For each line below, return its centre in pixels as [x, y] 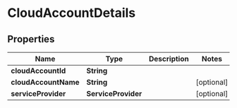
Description [169, 59]
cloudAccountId [38, 71]
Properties [31, 39]
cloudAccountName [45, 82]
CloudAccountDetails [72, 13]
